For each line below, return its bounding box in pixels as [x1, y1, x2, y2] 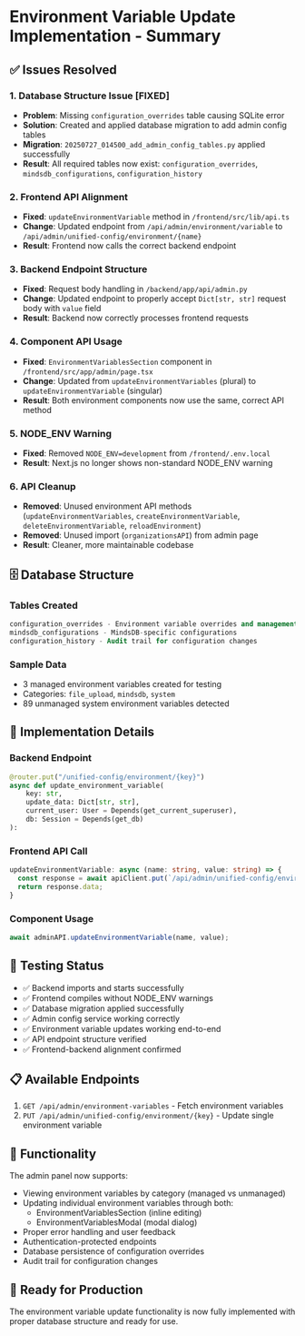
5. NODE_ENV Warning [9, 427, 112, 440]
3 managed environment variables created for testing [22, 678, 222, 689]
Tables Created [9, 599, 79, 612]
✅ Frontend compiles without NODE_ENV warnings [22, 992, 213, 1003]
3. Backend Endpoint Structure [9, 263, 148, 276]
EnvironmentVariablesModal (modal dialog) [35, 1217, 198, 1228]
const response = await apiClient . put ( [17, 874, 169, 883]
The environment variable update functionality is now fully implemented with [9, 1306, 296, 1317]
